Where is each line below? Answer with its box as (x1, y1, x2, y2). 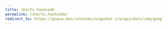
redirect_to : (5, 16, 32, 21)
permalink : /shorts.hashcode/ (5, 12, 68, 17)
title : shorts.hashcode (5, 7, 55, 12)
